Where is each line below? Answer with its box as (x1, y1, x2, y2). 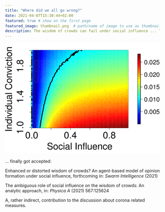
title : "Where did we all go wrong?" (5, 8, 82, 13)
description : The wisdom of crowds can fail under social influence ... (5, 28, 157, 34)
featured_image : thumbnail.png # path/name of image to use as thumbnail (5, 24, 162, 28)
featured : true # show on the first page (5, 18, 91, 23)
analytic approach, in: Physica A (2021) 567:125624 (5, 187, 110, 193)
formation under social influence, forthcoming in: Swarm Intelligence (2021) (5, 173, 158, 179)
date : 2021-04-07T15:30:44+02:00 (5, 13, 74, 18)
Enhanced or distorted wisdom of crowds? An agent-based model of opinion (5, 167, 160, 174)
